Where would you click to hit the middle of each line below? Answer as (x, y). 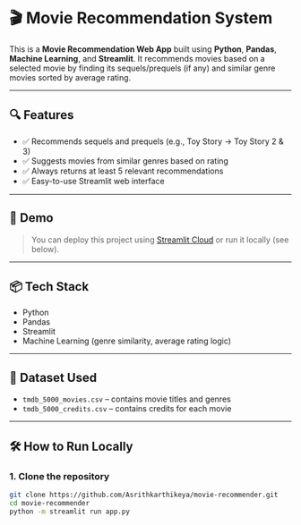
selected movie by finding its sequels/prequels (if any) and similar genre (142, 68)
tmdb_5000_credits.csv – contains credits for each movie (127, 409)
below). (45, 249)
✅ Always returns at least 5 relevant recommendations (123, 171)
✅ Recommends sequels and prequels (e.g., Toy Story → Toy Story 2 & (153, 141)
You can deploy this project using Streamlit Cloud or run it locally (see (160, 240)
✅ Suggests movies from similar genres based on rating (125, 161)
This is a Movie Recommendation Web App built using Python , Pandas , (143, 49)
